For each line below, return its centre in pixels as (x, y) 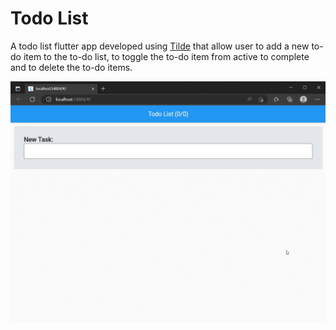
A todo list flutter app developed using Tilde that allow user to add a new (160, 46)
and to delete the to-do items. (71, 67)
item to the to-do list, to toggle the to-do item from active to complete (166, 56)
